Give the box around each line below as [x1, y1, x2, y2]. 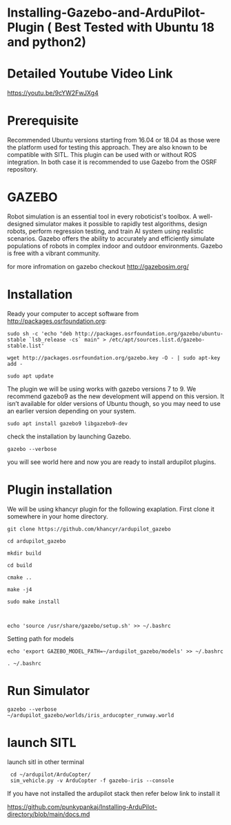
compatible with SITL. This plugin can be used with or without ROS [7, 151, 197, 159]
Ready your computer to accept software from [7, 309, 139, 317]
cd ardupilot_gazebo [7, 537, 67, 544]
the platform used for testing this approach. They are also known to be [7, 143, 208, 151]
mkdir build [7, 550, 41, 557]
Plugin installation [7, 482, 112, 498]
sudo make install [7, 598, 60, 605]
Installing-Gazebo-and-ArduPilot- [7, 5, 205, 21]
